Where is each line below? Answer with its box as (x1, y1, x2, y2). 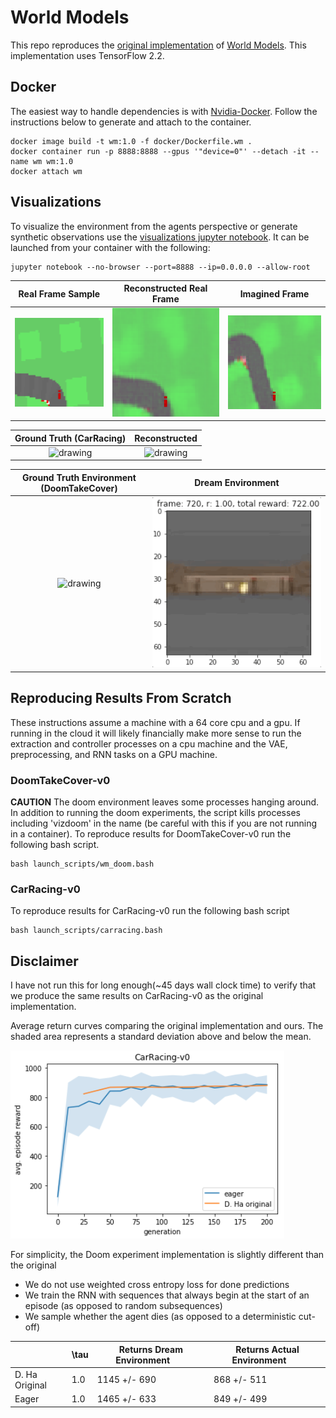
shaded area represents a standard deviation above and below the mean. (10, 1031, 312, 1043)
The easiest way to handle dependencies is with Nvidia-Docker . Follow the (10, 105, 318, 117)
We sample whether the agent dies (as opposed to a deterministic (24, 1311, 297, 1323)
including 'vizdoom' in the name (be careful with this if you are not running (10, 817, 318, 829)
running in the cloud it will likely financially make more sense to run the (10, 727, 302, 739)
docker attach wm (10, 166, 83, 176)
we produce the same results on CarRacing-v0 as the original (10, 990, 264, 1002)
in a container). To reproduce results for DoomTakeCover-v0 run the (10, 827, 292, 840)
